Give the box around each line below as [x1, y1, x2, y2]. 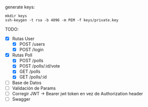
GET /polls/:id [19, 74, 47, 80]
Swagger [12, 96, 31, 102]
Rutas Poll [12, 52, 33, 58]
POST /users [19, 41, 45, 47]
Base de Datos [12, 80, 42, 86]
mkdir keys [5, 14, 27, 18]
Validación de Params [12, 85, 56, 91]
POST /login [19, 47, 44, 53]
